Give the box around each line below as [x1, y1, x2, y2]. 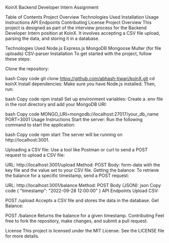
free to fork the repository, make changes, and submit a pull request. [5, 218, 148, 224]
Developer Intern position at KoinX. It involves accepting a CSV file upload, [5, 30, 160, 36]
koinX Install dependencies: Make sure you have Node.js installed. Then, [5, 81, 156, 87]
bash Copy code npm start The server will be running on [5, 132, 123, 138]
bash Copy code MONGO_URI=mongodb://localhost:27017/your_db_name [5, 111, 159, 117]
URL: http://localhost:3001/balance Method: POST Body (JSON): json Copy [5, 183, 161, 188]
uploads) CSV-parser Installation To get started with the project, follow [5, 50, 152, 56]
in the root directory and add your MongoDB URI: [5, 101, 107, 107]
